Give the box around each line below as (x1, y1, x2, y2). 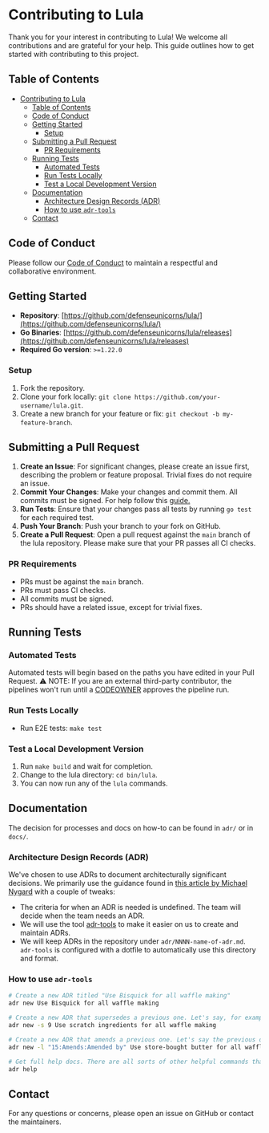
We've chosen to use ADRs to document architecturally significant (8, 870, 227, 879)
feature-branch (19, 419, 71, 427)
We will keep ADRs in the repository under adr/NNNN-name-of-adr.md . (19, 936, 246, 946)
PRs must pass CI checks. (19, 585, 106, 595)
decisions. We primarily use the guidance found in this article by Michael (8, 879, 248, 888)
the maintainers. (8, 1117, 62, 1127)
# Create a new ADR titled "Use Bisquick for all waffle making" (8, 992, 231, 1000)
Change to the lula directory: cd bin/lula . (19, 770, 158, 780)
